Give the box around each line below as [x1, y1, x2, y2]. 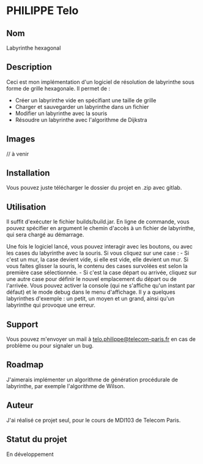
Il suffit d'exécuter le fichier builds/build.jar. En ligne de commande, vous [6, 218, 190, 225]
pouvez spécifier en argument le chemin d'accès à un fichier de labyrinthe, [6, 225, 196, 232]
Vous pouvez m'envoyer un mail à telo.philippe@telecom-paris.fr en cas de [6, 335, 196, 343]
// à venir [6, 150, 29, 157]
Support [6, 319, 39, 329]
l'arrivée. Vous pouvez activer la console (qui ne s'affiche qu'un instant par [6, 282, 196, 290]
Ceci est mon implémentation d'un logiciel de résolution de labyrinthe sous [6, 78, 194, 86]
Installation [6, 168, 50, 178]
